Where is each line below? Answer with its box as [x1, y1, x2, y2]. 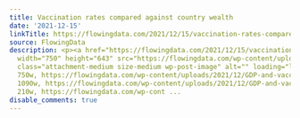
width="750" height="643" [17, 54, 114, 63]
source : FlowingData [9, 37, 87, 47]
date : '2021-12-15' [9, 21, 82, 30]
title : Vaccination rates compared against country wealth [9, 12, 234, 22]
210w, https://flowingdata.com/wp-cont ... [17, 87, 181, 96]
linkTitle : [9, 29, 50, 38]
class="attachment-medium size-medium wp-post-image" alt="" [17, 63, 250, 72]
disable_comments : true [9, 95, 98, 105]
